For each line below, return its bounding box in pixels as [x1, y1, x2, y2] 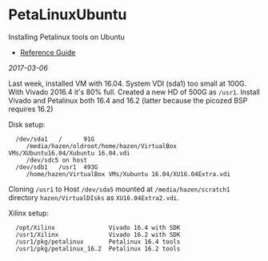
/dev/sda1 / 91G [15, 135, 94, 143]
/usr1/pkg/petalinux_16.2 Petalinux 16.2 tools [15, 244, 181, 253]
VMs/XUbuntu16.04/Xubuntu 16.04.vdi [8, 149, 130, 157]
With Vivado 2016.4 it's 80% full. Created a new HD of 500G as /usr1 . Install [8, 86, 260, 97]
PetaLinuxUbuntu [8, 6, 127, 24]
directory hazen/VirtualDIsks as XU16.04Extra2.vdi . [8, 192, 180, 202]
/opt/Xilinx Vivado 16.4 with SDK [15, 223, 181, 231]
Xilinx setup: [8, 208, 50, 218]
